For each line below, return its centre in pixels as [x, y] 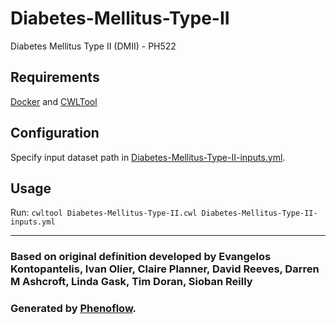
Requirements [55, 77]
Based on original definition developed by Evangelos [141, 257]
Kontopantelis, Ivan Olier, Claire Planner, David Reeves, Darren [165, 269]
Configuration [55, 133]
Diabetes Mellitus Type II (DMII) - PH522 [93, 46]
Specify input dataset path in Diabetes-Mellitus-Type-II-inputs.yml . [148, 157]
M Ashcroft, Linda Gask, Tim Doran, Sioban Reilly [131, 282]
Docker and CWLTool [54, 101]
